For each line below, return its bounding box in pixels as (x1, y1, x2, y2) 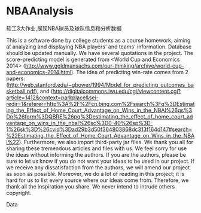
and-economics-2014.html (6, 68, 72, 75)
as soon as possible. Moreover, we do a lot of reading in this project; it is (6, 170, 185, 177)
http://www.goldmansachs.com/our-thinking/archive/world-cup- (25, 62, 184, 69)
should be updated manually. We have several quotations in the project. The (6, 49, 194, 56)
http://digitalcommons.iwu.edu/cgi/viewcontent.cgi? (53, 87, 181, 95)
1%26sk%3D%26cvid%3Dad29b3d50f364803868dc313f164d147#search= (6, 126, 193, 133)
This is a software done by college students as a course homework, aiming (6, 36, 191, 44)
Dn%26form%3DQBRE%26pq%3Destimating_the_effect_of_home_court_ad (6, 112, 193, 120)
